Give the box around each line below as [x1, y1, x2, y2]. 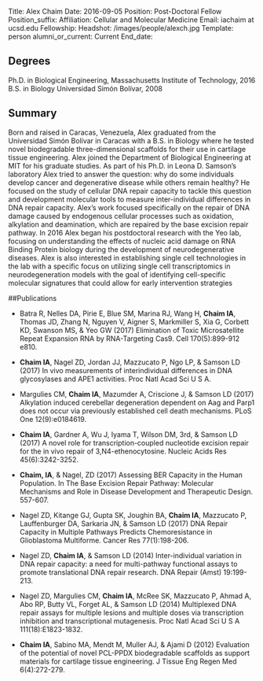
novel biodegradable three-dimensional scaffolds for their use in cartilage [8, 144, 247, 154]
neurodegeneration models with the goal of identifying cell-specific [8, 269, 226, 279]
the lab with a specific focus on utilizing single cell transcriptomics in [8, 261, 231, 271]
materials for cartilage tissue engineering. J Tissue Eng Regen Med [19, 657, 237, 666]
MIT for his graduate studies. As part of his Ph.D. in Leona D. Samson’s [8, 161, 237, 170]
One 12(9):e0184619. [19, 414, 87, 424]
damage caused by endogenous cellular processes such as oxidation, [8, 211, 234, 220]
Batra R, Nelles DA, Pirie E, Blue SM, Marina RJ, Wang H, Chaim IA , [19, 309, 236, 318]
